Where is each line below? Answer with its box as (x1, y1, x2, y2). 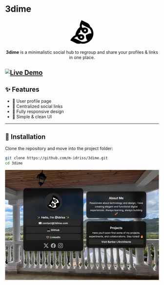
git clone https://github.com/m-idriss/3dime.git (5, 155, 108, 160)
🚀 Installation (5, 132, 46, 141)
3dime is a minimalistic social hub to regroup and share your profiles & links (5, 49, 159, 55)
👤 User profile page (12, 98, 52, 104)
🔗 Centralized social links (12, 104, 63, 110)
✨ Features (5, 85, 40, 93)
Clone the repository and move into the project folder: (5, 145, 113, 151)
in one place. (69, 54, 95, 60)
